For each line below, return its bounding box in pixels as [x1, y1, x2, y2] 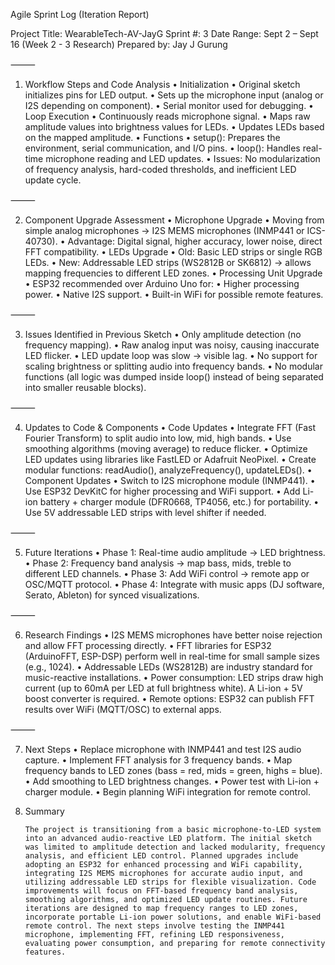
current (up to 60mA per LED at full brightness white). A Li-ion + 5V [24, 682, 303, 694]
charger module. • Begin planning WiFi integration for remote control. [24, 786, 312, 798]
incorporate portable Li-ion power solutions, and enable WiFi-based [24, 912, 322, 922]
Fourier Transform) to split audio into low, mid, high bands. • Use [24, 432, 292, 444]
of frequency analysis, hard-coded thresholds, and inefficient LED [24, 164, 297, 175]
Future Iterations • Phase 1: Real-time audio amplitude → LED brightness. [24, 547, 326, 558]
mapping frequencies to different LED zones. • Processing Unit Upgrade [24, 267, 323, 279]
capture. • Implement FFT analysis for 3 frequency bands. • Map [24, 754, 293, 766]
